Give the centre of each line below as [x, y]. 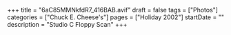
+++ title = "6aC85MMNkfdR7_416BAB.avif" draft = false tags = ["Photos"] [113, 10]
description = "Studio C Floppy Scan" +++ [67, 24]
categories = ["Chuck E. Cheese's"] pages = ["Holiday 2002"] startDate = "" [115, 17]
